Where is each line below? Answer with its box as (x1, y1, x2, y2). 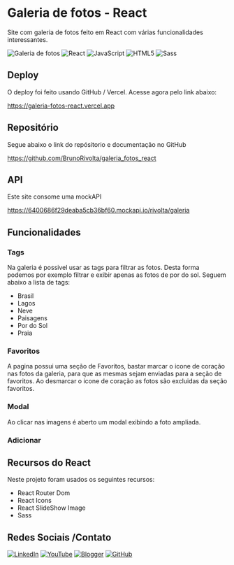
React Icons (17, 496, 52, 505)
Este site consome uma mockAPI (7, 192, 102, 201)
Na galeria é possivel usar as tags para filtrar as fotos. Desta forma (7, 264, 200, 272)
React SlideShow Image (17, 503, 86, 512)
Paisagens (17, 314, 47, 322)
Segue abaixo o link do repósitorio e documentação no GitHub (7, 140, 187, 148)
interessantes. (7, 35, 48, 43)
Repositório (7, 122, 59, 134)
